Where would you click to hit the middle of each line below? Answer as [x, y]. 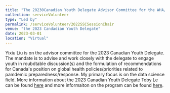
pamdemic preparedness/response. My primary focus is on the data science [85, 74]
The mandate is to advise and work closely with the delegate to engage [80, 58]
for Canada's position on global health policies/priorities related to [74, 69]
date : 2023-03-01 [24, 34]
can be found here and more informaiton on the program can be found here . [84, 85]
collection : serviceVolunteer [37, 15]
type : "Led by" [21, 19]
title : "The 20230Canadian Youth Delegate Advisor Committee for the [80, 10]
